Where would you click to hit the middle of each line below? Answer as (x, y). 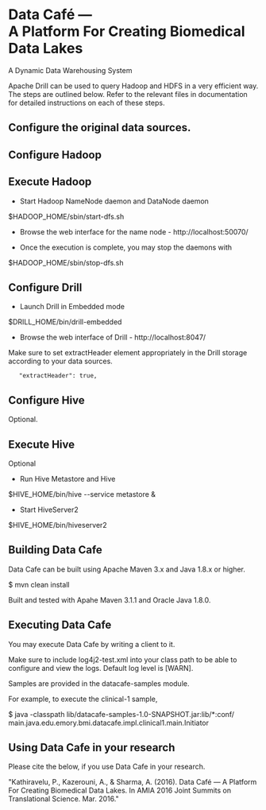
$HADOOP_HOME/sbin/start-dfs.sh (66, 216)
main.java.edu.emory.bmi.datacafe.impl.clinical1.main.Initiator (108, 723)
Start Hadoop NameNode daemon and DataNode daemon (114, 201)
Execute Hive (42, 444)
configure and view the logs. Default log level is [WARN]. (101, 668)
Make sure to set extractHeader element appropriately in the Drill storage (128, 353)
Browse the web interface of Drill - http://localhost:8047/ (113, 337)
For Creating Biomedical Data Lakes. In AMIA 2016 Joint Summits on (120, 791)
